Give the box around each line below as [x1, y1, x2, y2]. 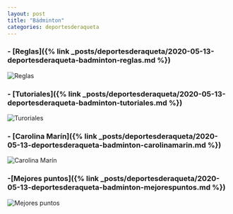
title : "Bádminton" [7, 17, 65, 24]
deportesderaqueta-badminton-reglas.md [7, 56, 156, 65]
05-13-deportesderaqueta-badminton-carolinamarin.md [7, 140, 206, 150]
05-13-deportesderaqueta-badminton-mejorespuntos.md [7, 182, 210, 192]
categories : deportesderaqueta [7, 23, 100, 30]
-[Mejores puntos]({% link [7, 174, 100, 184]
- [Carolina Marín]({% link [7, 131, 97, 141]
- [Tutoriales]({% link [7, 89, 81, 99]
